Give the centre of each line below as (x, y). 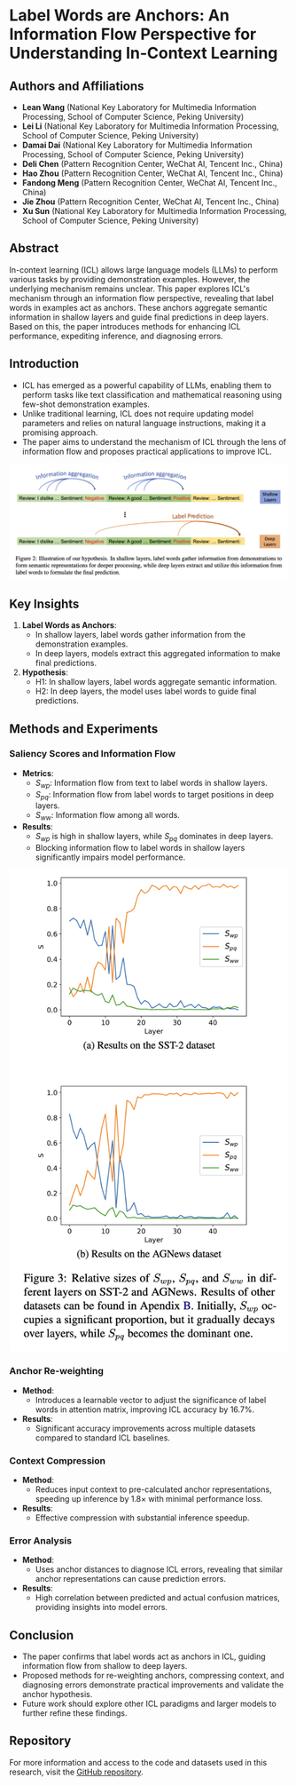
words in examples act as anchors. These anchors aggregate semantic (138, 307)
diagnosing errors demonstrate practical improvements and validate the (153, 1685)
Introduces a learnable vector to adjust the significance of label (151, 1400)
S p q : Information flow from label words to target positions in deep (155, 795)
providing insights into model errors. (101, 1607)
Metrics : (38, 773)
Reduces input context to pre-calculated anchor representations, (153, 1489)
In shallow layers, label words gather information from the (140, 635)
